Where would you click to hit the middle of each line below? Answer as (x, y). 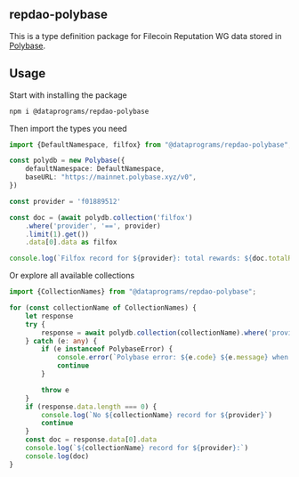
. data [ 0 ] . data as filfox (71, 243)
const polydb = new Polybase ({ (67, 161)
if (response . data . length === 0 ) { (91, 407)
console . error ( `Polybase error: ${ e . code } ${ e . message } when (173, 358)
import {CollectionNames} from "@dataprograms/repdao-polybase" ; (133, 292)
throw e (55, 390)
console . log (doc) (57, 456)
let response (49, 316)
